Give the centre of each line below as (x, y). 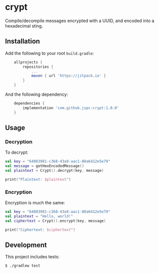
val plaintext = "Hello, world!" (39, 216)
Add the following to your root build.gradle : (49, 53)
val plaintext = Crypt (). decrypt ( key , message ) (55, 171)
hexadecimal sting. (24, 26)
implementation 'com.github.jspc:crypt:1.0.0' (71, 108)
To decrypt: (17, 152)
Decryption (19, 141)
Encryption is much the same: (35, 203)
